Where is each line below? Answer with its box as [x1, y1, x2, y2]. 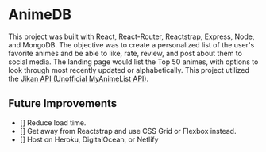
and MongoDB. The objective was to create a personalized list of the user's [8, 40, 255, 49]
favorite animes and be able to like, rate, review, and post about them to [8, 48, 242, 58]
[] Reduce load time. [19, 117, 87, 127]
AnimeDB [8, 6, 71, 24]
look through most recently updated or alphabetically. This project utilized [8, 65, 250, 74]
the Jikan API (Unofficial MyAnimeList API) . [8, 74, 149, 83]
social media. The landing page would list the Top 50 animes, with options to [8, 57, 259, 66]
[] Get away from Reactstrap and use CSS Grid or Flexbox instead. [19, 126, 237, 135]
